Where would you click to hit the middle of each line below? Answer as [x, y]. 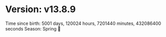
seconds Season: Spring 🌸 [33, 28]
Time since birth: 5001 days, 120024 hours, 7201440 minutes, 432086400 [83, 23]
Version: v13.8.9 [40, 9]
